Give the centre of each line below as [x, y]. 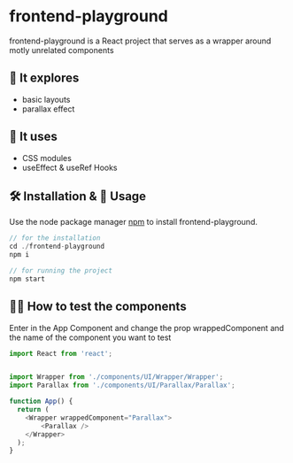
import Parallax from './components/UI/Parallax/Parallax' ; [123, 386]
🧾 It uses [33, 137]
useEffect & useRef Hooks [69, 167]
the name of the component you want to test [90, 337]
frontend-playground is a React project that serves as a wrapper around [140, 41]
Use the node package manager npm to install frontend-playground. [134, 222]
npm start [27, 279]
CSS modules [47, 158]
